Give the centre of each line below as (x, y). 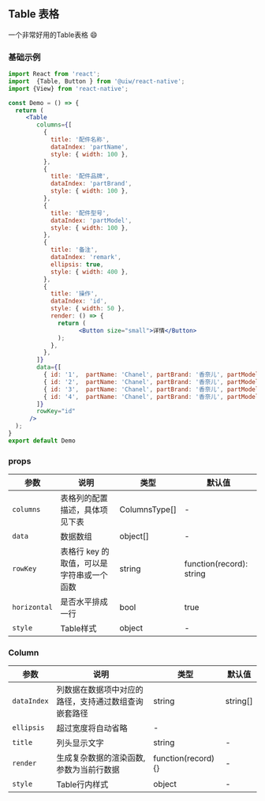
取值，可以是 (84, 563)
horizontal (32, 607)
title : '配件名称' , (80, 140)
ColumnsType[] (148, 510)
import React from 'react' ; (54, 74)
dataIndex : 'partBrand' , (91, 184)
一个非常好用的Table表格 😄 (53, 35)
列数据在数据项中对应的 (100, 690)
